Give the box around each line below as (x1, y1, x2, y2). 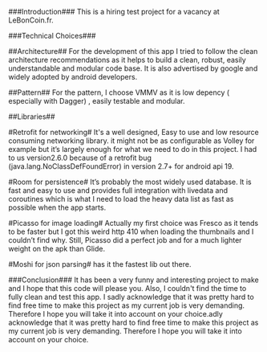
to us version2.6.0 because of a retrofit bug (8, 153, 152, 162)
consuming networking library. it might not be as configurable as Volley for (8, 136, 255, 145)
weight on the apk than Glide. (8, 244, 106, 253)
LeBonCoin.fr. (8, 15, 54, 25)
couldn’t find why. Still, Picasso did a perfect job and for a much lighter (8, 235, 242, 244)
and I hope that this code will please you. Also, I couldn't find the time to (8, 284, 247, 293)
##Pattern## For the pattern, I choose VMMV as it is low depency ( (8, 88, 230, 97)
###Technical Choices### (8, 31, 96, 40)
